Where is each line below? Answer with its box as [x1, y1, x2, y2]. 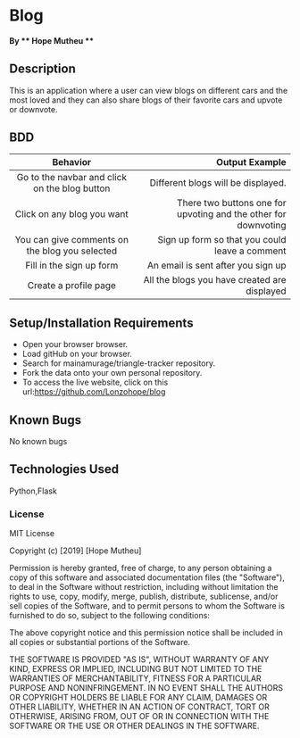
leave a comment [213, 245, 287, 257]
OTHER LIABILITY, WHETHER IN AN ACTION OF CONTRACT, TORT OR [9, 701, 270, 712]
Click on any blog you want [14, 208, 129, 220]
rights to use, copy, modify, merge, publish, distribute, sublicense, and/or [9, 591, 279, 602]
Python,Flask [9, 485, 58, 496]
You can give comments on [14, 234, 129, 246]
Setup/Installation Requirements [9, 315, 194, 330]
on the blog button [32, 182, 111, 195]
